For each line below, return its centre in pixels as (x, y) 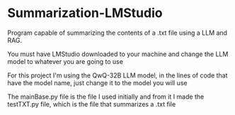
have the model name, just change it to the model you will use (97, 82)
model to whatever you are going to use (65, 61)
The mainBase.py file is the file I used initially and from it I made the (106, 97)
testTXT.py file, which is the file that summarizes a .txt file (92, 104)
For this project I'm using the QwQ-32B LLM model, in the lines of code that (117, 75)
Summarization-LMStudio (85, 13)
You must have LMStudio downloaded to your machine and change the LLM (118, 54)
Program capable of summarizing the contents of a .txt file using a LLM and (117, 33)
